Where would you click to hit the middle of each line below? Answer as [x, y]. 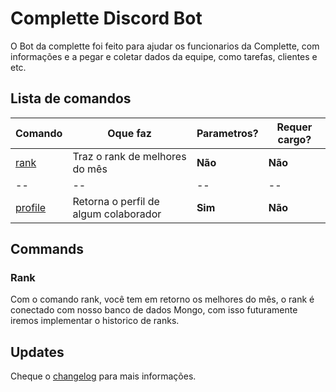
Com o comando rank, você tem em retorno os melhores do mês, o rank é [162, 299]
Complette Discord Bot [106, 18]
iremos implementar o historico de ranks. [95, 321]
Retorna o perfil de [116, 201]
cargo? [294, 139]
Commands [47, 249]
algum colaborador [117, 214]
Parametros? [227, 133]
